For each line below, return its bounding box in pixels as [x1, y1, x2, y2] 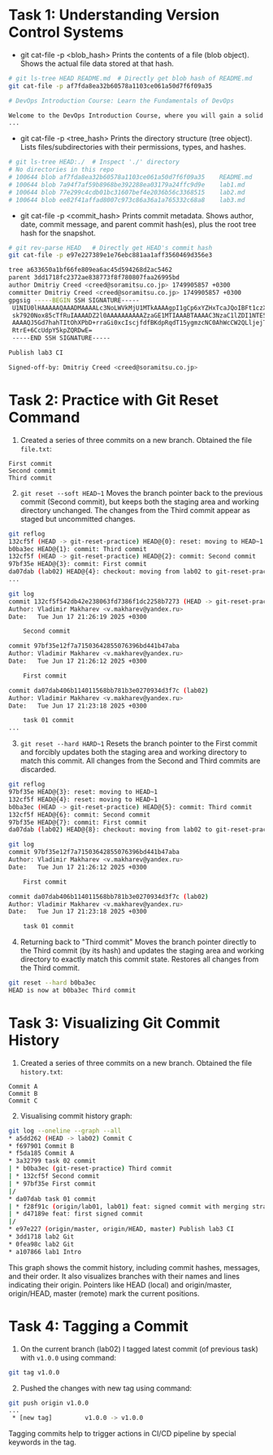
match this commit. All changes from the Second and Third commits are [19, 756, 262, 766]
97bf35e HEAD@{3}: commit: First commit [8, 560, 148, 568]
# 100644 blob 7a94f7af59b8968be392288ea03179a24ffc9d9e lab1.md [8, 181, 245, 189]
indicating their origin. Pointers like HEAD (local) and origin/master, [8, 1280, 232, 1290]
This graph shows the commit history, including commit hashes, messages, [8, 1262, 261, 1272]
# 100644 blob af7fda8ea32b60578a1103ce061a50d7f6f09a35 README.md [8, 173, 253, 182]
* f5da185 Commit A [8, 1150, 75, 1158]
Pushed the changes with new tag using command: [19, 1383, 193, 1393]
